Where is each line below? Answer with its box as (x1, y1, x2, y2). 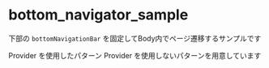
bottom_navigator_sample (8, 6, 189, 24)
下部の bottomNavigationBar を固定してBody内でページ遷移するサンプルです (8, 33, 262, 43)
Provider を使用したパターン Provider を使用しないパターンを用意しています (8, 50, 262, 60)
